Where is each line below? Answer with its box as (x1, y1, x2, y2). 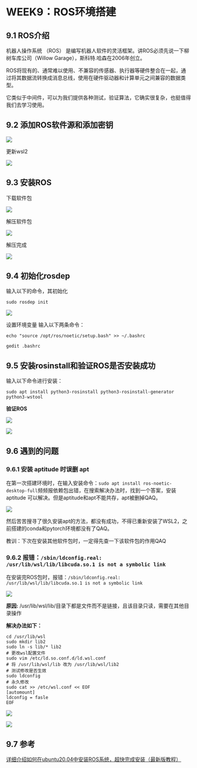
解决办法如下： (6, 622, 42, 629)
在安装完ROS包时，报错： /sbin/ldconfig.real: (6, 574, 121, 581)
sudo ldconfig (6, 673, 41, 679)
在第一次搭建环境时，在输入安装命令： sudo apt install (6, 479, 141, 487)
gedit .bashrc (6, 344, 41, 349)
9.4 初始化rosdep (6, 271, 70, 281)
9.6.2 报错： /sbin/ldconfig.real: (6, 553, 103, 562)
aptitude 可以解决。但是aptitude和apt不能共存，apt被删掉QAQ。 (6, 494, 161, 501)
